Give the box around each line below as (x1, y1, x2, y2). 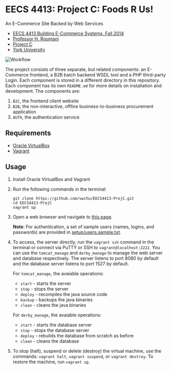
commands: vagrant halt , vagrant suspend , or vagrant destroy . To (12, 353, 154, 359)
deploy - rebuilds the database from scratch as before (20, 332, 134, 338)
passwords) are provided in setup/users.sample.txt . (12, 229, 121, 235)
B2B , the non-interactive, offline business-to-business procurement (12, 103, 154, 109)
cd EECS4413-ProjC (12, 200, 52, 205)
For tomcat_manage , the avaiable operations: (12, 270, 104, 276)
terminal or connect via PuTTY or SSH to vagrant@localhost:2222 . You (12, 244, 160, 250)
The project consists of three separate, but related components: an (5, 66, 146, 72)
